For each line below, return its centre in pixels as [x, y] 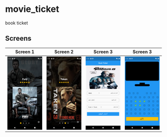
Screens [18, 38]
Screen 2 [64, 52]
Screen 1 [25, 52]
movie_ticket [32, 9]
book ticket [17, 23]
